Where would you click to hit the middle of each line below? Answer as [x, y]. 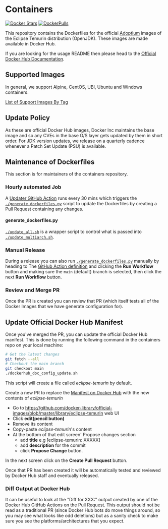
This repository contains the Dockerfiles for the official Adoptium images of [83, 33]
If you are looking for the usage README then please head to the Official [81, 53]
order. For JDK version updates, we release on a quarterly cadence [75, 141]
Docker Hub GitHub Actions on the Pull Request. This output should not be [82, 505]
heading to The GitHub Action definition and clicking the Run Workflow [79, 266]
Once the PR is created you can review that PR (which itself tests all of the [82, 301]
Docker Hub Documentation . [35, 58]
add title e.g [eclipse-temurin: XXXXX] [60, 440]
